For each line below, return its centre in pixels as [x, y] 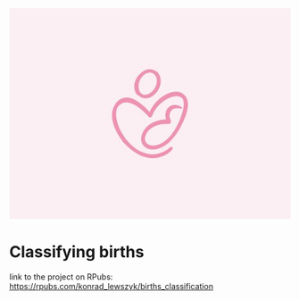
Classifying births [77, 252]
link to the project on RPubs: [61, 277]
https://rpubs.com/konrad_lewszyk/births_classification [112, 286]
